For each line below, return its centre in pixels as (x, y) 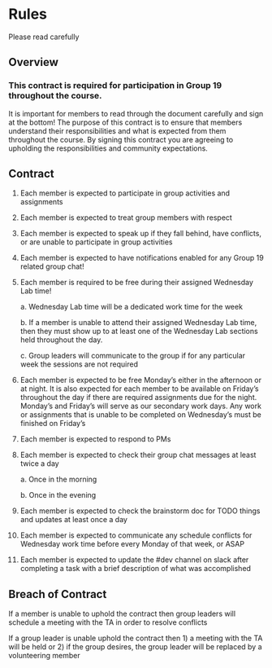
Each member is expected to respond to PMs (95, 439)
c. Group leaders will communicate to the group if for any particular (133, 356)
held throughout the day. (61, 340)
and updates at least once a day (74, 520)
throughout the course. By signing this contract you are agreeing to (121, 139)
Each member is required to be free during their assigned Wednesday (137, 283)
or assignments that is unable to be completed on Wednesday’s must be (140, 415)
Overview (34, 62)
